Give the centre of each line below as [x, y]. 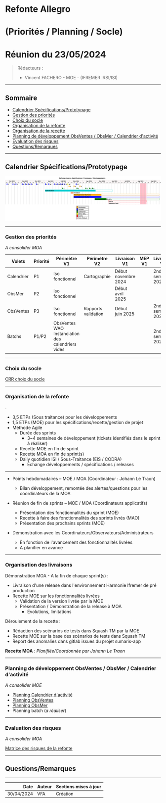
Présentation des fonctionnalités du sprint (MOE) [69, 513]
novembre [125, 276]
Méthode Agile [27, 427]
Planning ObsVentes [33, 700]
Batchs [14, 336]
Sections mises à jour [79, 786]
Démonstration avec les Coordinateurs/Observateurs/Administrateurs [83, 532]
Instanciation [67, 334]
